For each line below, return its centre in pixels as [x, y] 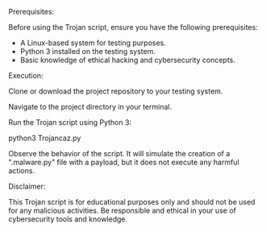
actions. [21, 171]
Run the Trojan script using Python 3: [70, 122]
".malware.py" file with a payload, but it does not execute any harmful [124, 162]
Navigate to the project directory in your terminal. [90, 107]
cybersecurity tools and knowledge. [68, 219]
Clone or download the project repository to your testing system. [116, 91]
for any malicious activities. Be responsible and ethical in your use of [122, 210]
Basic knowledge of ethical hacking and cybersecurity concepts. [128, 60]
